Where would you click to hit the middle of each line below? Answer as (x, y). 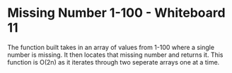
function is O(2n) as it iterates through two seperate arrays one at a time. (114, 62)
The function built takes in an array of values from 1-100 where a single (111, 47)
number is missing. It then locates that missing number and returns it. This (115, 55)
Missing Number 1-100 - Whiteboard (116, 13)
